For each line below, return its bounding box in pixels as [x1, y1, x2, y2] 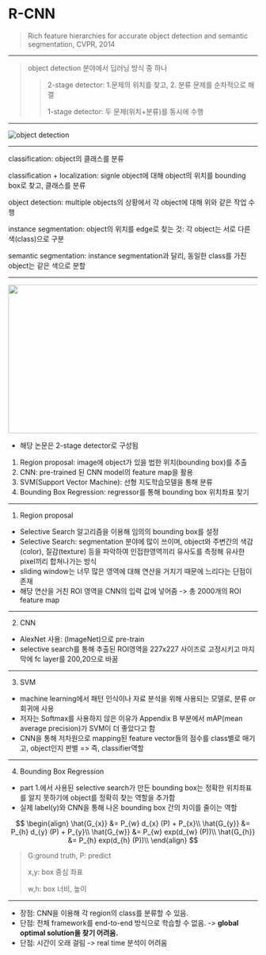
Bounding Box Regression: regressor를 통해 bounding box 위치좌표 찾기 [19, 487, 249, 496]
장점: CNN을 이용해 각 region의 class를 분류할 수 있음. [19, 908, 188, 918]
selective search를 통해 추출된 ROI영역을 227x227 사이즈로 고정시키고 [19, 644, 241, 654]
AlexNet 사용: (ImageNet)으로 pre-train [19, 634, 145, 644]
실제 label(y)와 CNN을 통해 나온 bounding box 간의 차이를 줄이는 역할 [19, 802, 237, 812]
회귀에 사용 [19, 703, 55, 713]
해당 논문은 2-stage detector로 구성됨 [19, 441, 139, 450]
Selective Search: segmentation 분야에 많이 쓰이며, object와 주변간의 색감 [19, 537, 253, 546]
